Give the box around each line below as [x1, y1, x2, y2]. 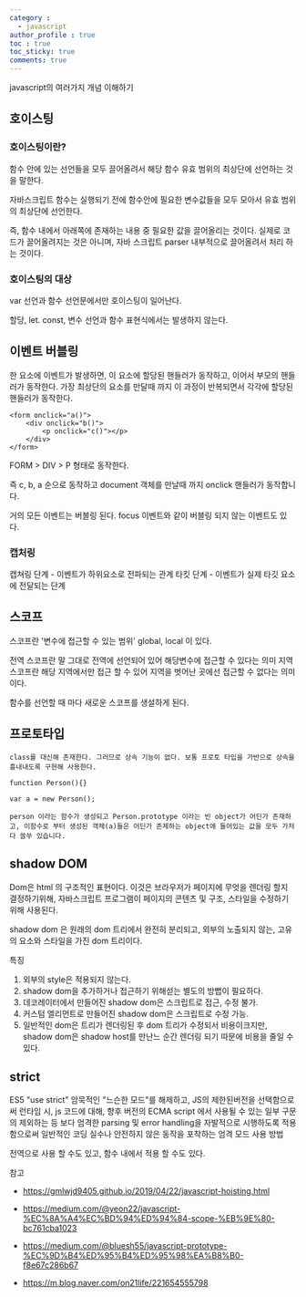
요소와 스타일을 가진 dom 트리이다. [18, 935, 143, 946]
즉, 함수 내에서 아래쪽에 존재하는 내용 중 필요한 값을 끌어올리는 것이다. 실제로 [9, 224, 281, 235]
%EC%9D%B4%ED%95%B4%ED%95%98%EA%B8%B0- [22, 1250, 244, 1261]
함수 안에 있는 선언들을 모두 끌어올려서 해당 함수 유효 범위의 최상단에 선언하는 [9, 163, 284, 174]
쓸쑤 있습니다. [19, 831, 66, 840]
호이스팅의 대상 [9, 273, 73, 285]
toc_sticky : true [9, 47, 76, 57]
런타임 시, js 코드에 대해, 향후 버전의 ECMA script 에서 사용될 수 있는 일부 [18, 1105, 280, 1117]
